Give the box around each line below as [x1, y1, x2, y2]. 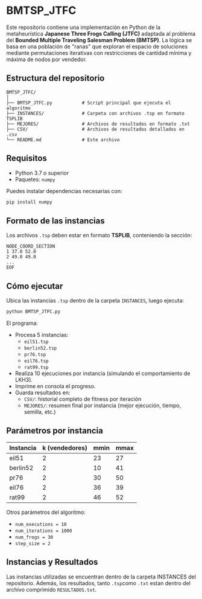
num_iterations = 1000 [14, 528, 72, 534]
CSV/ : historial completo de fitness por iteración [24, 395, 142, 402]
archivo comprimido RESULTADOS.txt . [6, 586, 97, 593]
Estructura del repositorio [6, 73, 105, 83]
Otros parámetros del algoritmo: [6, 508, 86, 516]
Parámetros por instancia [6, 426, 104, 436]
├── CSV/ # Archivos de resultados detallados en [6, 126, 185, 132]
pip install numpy [6, 199, 52, 205]
